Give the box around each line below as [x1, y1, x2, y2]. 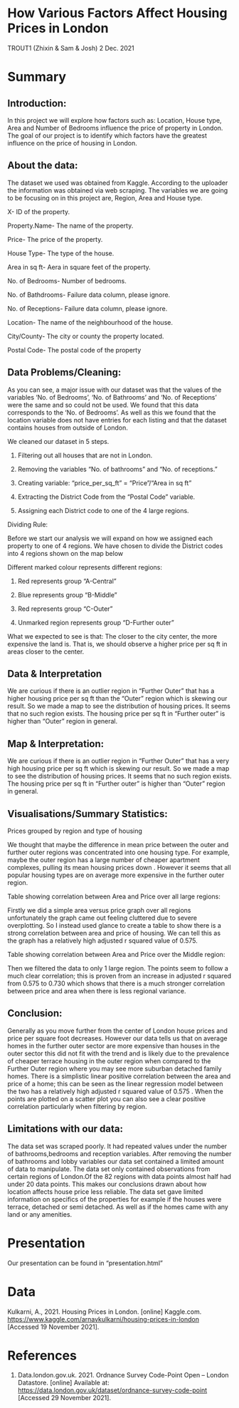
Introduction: [7, 97, 67, 109]
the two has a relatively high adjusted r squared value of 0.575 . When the [7, 1087, 224, 1095]
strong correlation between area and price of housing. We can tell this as [7, 929, 221, 937]
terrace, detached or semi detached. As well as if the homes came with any [7, 1202, 229, 1211]
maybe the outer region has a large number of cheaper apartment [7, 856, 201, 864]
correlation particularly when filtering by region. [7, 1102, 147, 1110]
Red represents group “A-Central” [17, 577, 117, 585]
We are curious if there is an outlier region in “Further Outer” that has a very [7, 756, 230, 765]
